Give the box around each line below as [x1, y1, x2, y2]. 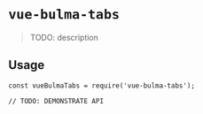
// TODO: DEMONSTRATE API [8, 96, 104, 105]
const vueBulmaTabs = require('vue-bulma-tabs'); [8, 81, 196, 90]
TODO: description [29, 32, 99, 42]
